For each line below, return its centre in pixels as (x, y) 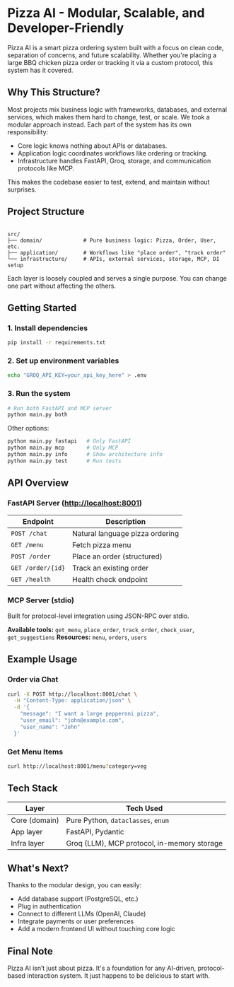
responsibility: (28, 132)
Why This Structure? (54, 92)
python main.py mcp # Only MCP (63, 448)
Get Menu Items (35, 752)
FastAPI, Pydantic (95, 831)
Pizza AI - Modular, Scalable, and (106, 13)
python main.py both (38, 415)
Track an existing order (110, 568)
